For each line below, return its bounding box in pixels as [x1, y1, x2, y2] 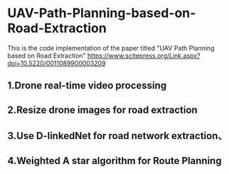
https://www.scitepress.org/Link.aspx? [87, 51, 201, 60]
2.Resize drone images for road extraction [7, 103, 198, 116]
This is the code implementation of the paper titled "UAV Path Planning [7, 43, 215, 52]
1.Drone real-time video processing [7, 80, 167, 92]
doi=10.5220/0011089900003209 [7, 58, 106, 67]
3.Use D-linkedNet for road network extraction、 [7, 130, 228, 142]
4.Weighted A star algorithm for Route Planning [7, 155, 222, 167]
